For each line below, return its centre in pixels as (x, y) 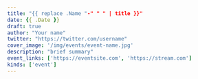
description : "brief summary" (51, 52)
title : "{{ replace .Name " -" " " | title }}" (75, 13)
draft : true (24, 26)
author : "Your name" (37, 33)
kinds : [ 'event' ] (32, 65)
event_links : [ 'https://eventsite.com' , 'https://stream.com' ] (100, 58)
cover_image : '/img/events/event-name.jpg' (70, 45)
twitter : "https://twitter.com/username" (67, 39)
